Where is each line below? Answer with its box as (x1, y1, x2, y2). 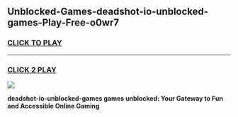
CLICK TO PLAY (7, 38, 62, 48)
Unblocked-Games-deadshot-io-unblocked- (7, 6, 209, 18)
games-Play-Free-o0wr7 (7, 17, 119, 29)
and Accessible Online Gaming (7, 101, 100, 110)
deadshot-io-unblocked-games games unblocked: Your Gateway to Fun (7, 94, 223, 102)
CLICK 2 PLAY (7, 65, 57, 74)
